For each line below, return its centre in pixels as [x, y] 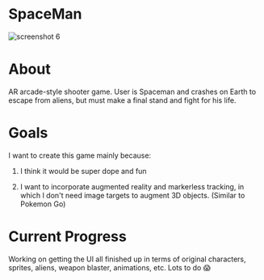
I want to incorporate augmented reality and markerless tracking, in [132, 186]
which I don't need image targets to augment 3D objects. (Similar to [132, 195]
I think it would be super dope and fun [83, 171]
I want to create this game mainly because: [80, 155]
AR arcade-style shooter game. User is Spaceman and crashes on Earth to [132, 91]
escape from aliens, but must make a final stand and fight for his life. [122, 100]
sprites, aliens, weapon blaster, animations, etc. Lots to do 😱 [110, 267]
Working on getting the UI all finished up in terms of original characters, [127, 259]
